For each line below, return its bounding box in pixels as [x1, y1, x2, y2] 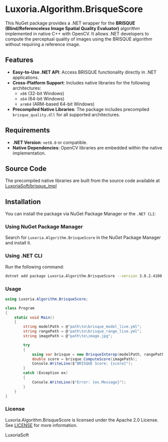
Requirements [5, 126, 50, 134]
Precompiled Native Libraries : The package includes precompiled [12, 106, 149, 112]
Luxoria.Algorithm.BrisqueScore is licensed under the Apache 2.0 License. [5, 416, 158, 423]
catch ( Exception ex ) [23, 370, 68, 375]
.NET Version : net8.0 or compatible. [12, 139, 87, 145]
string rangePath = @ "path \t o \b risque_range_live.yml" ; [23, 329, 142, 334]
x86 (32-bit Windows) [19, 90, 64, 96]
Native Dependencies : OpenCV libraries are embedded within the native [12, 144, 162, 150]
